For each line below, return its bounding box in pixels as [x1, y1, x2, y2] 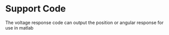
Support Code [5, 3, 66, 14]
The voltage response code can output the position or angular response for [5, 19, 164, 25]
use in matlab [5, 24, 34, 30]
